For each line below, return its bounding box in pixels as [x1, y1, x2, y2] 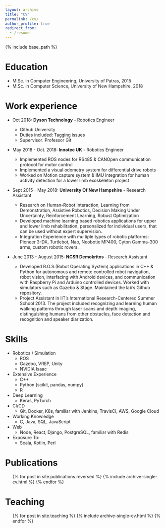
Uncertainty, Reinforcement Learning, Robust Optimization [19, 212, 139, 219]
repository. [19, 290, 42, 296]
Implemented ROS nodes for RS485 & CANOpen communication [19, 156, 151, 162]
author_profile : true [5, 21, 50, 26]
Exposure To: [12, 434, 40, 440]
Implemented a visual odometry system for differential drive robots [19, 167, 156, 173]
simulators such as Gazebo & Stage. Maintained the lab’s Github [19, 284, 150, 291]
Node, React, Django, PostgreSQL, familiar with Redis [19, 429, 129, 435]
